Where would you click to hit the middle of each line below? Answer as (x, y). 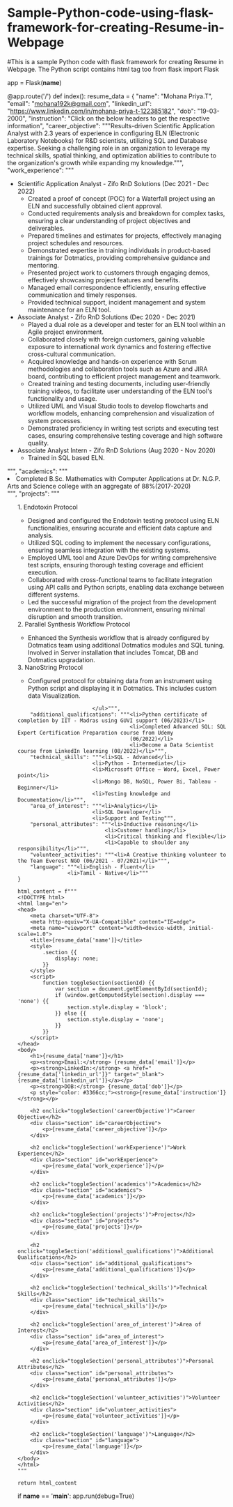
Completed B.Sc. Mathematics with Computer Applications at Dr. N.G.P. (118, 478)
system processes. (55, 420)
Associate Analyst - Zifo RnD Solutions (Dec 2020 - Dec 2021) (106, 317)
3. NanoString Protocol (50, 667)
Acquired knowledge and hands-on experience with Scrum (112, 361)
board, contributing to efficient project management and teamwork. (124, 376)
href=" (142, 1068)
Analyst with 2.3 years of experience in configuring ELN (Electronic (103, 133)
